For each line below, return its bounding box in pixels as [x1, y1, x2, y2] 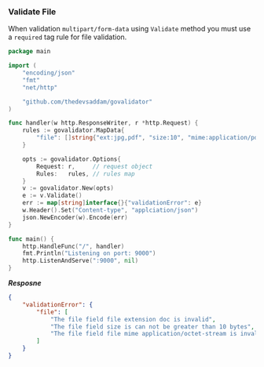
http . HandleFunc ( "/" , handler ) [22, 242, 125, 250]
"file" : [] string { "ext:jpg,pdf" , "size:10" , [36, 134, 185, 142]
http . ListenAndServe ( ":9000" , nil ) [22, 257, 139, 265]
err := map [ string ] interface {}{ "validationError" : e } [22, 199, 202, 207]
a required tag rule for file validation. [8, 32, 127, 42]
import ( [8, 62, 37, 70]
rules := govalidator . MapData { [22, 126, 125, 135]
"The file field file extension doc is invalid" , [49, 315, 216, 323]
